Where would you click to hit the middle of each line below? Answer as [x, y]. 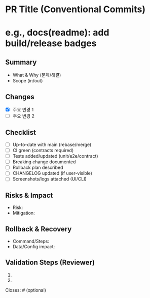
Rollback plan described [38, 168]
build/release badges [51, 43]
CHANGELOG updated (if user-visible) [52, 173]
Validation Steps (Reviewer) [50, 263]
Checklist [21, 132]
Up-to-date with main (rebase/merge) [52, 144]
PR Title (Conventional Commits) [76, 9]
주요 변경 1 [23, 110]
